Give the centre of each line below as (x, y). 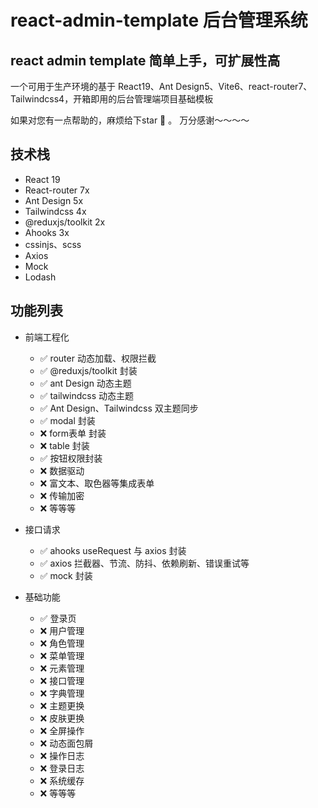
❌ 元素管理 (62, 668)
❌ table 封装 (64, 445)
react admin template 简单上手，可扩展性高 (145, 60)
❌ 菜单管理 (62, 655)
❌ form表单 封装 (73, 433)
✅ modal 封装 (67, 420)
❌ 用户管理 (62, 630)
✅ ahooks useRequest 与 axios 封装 (113, 550)
